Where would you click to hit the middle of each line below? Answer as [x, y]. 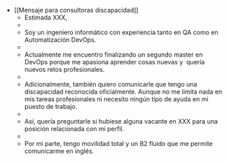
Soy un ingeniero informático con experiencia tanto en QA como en [121, 32]
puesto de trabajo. [51, 106]
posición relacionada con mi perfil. [74, 129]
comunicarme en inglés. [59, 151]
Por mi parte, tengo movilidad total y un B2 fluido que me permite [118, 143]
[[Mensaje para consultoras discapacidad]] [76, 10]
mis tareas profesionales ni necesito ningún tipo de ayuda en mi [116, 99]
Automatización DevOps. [60, 40]
